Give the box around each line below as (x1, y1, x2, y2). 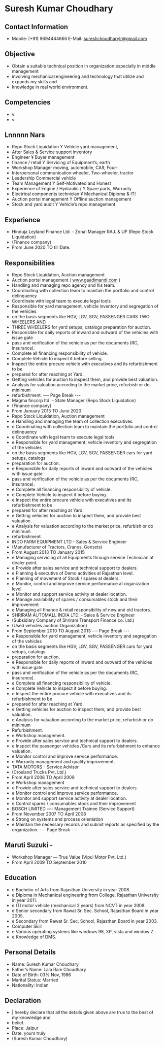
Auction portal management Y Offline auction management (11, 196, 132, 202)
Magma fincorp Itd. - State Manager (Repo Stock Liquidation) (11, 398, 136, 404)
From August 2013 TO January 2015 (11, 549, 85, 555)
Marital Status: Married (11, 977, 59, 983)
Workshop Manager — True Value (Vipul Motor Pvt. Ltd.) (11, 854, 127, 860)
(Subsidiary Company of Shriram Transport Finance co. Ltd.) (11, 617, 135, 623)
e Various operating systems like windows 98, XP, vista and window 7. (11, 928, 154, 934)
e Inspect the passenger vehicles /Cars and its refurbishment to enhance (11, 743, 160, 749)
